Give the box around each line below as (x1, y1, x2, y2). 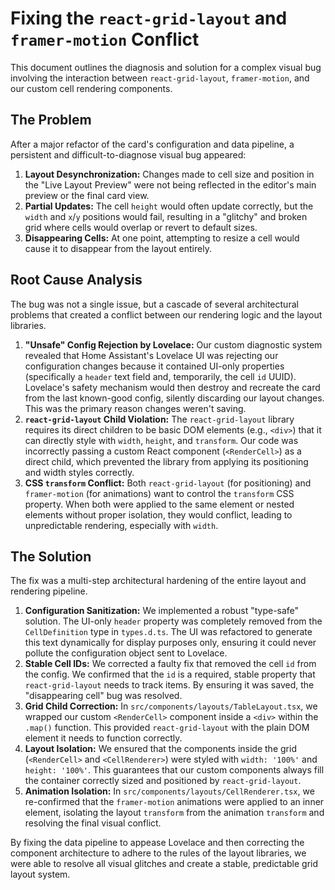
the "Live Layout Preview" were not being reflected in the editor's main (24, 178, 317, 191)
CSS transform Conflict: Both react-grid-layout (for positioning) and (24, 477, 312, 489)
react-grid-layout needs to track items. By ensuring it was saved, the (24, 679, 315, 691)
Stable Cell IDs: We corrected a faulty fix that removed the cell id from (24, 658, 317, 670)
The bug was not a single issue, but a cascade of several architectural (10, 298, 299, 310)
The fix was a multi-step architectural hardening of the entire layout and (10, 575, 307, 587)
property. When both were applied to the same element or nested (24, 498, 295, 510)
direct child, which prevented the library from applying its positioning (24, 455, 309, 467)
